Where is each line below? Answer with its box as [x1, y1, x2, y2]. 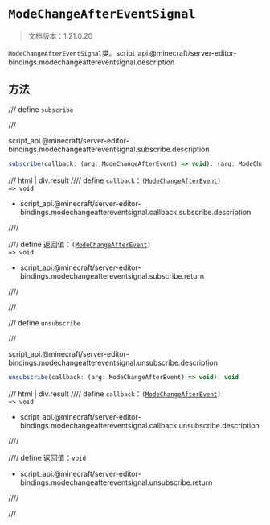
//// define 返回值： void [8, 453, 87, 462]
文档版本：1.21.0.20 [27, 31, 93, 40]
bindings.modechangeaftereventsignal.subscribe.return [19, 271, 205, 280]
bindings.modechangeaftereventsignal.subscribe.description [8, 144, 210, 154]
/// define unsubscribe [8, 317, 81, 328]
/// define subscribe [8, 104, 74, 114]
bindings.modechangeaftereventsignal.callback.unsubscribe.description [19, 420, 260, 430]
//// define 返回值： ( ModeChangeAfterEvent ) [8, 239, 151, 249]
